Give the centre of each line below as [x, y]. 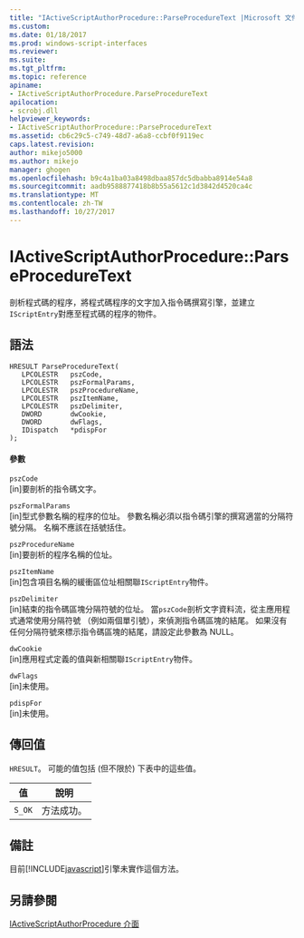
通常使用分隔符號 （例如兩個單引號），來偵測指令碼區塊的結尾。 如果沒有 [152, 620]
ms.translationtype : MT [54, 195]
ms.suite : [28, 60]
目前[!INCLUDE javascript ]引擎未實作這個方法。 [96, 869]
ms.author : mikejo [44, 161]
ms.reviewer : [34, 52]
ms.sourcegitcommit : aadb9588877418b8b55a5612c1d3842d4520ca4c [131, 187]
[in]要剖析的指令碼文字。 [55, 489]
